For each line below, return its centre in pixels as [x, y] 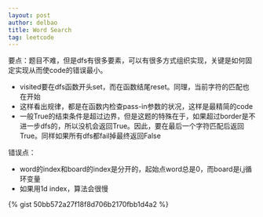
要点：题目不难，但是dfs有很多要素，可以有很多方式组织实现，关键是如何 [127, 60]
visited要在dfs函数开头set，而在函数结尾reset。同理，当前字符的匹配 [131, 87]
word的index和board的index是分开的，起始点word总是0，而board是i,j [132, 169]
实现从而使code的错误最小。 [61, 71]
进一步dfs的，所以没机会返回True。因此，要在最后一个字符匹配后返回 [132, 126]
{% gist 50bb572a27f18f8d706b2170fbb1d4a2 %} [88, 204]
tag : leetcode [31, 37]
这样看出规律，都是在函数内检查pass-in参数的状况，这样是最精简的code [136, 107]
